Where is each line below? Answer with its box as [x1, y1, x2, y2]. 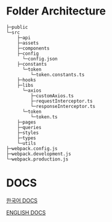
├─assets [17, 40, 39, 46]
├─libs [17, 82, 34, 88]
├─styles [17, 130, 39, 136]
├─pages [17, 119, 36, 125]
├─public [6, 24, 28, 30]
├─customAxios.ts [30, 92, 74, 99]
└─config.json [22, 55, 58, 62]
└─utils [17, 140, 36, 146]
